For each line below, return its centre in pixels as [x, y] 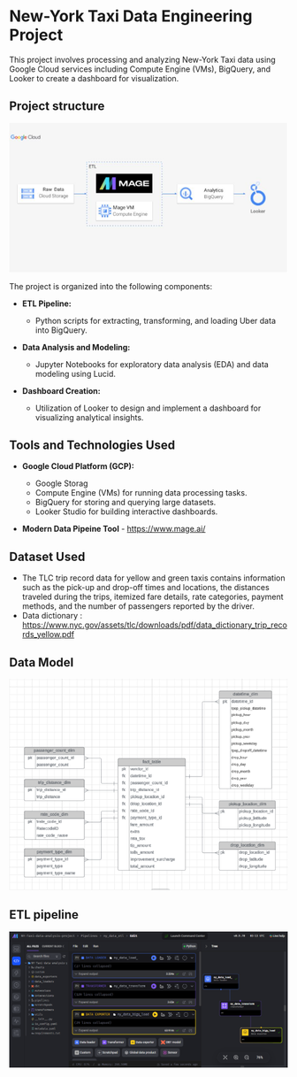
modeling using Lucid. [76, 373]
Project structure [57, 107]
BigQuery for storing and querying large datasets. [126, 503]
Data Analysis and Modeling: [76, 347]
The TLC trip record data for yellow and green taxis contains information [153, 578]
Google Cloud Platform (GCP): [78, 466]
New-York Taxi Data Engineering [131, 16]
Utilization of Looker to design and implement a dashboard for [148, 408]
